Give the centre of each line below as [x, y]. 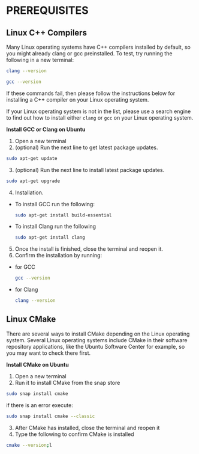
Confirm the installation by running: [58, 256]
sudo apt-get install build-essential [63, 215]
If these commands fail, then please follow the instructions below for [91, 93]
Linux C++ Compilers [46, 33]
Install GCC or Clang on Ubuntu [46, 129]
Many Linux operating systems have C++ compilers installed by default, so [98, 47]
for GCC [25, 267]
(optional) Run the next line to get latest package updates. [86, 147]
